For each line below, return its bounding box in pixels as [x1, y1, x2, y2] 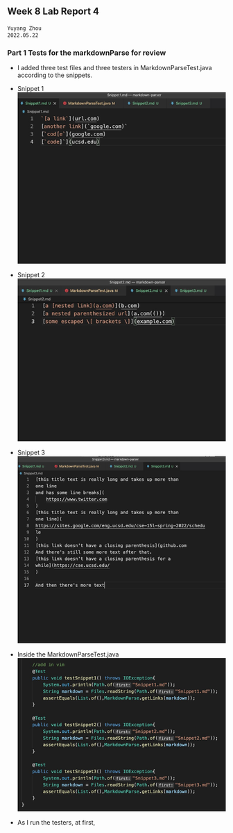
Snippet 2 [17, 270, 45, 279]
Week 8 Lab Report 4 [7, 6, 99, 17]
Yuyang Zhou [7, 24, 42, 32]
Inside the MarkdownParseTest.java [17, 650, 119, 659]
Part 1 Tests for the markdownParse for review [7, 48, 166, 58]
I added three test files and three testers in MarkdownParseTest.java [17, 64, 213, 72]
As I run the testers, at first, [17, 818, 96, 826]
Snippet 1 [17, 85, 44, 93]
